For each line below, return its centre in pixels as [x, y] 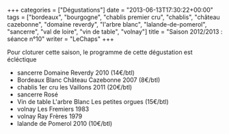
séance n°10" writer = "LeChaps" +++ [60, 39]
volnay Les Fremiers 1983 [53, 109]
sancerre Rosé [37, 94]
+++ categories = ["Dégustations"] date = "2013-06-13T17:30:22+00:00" [110, 10]
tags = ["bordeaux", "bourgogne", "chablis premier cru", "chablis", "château [113, 17]
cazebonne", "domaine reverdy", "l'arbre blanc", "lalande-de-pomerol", [107, 24]
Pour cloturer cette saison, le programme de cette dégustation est [100, 52]
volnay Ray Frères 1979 [50, 116]
